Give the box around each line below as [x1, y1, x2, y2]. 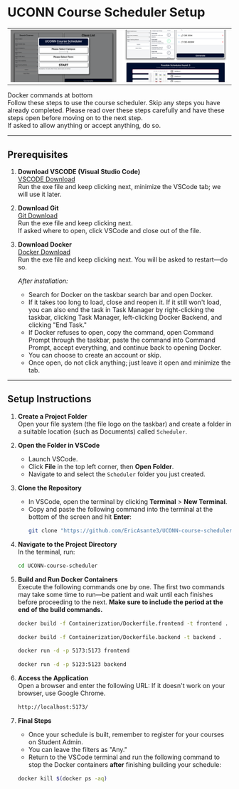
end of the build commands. [17, 605, 103, 613]
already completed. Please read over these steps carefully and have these [7, 106, 225, 114]
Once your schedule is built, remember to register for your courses [28, 730, 225, 739]
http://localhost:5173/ [17, 704, 89, 711]
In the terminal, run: [17, 547, 75, 556]
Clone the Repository [17, 483, 82, 492]
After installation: [17, 277, 69, 285]
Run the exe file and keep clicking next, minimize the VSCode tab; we [17, 183, 221, 191]
